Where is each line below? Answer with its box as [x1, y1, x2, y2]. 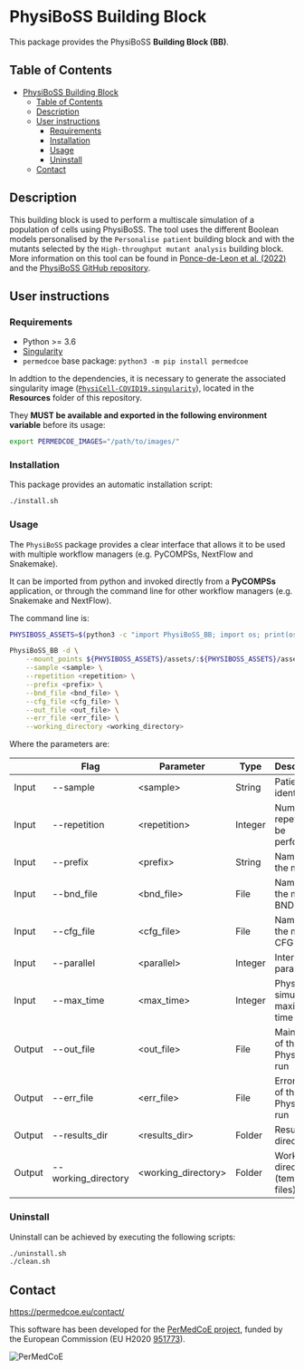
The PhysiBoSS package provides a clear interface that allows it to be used [9, 539, 286, 549]
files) [274, 1183, 297, 1196]
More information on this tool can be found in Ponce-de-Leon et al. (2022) [9, 252, 287, 264]
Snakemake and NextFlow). [9, 595, 112, 606]
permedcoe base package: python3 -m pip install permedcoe [22, 355, 249, 366]
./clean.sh [9, 1258, 51, 1267]
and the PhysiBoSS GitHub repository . [9, 262, 151, 273]
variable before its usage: [9, 420, 106, 431]
